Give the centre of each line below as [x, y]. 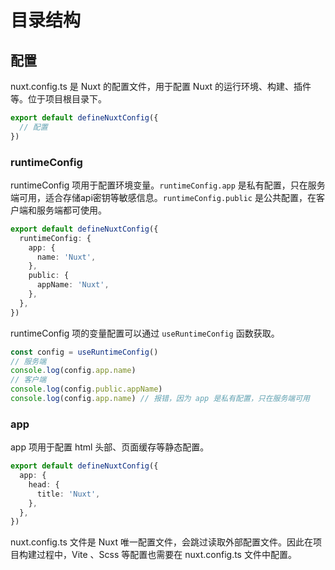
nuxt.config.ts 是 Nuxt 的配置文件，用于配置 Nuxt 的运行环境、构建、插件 [161, 86]
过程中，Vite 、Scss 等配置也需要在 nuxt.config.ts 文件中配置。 [166, 555]
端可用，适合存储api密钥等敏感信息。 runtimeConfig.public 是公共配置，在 [163, 197]
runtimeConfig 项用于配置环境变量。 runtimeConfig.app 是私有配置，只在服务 [168, 185]
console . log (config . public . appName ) [86, 389]
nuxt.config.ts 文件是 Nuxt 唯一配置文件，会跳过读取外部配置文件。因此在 [161, 542]
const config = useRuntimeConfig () [84, 352]
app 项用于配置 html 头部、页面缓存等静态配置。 [110, 447]
